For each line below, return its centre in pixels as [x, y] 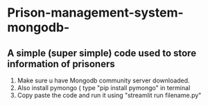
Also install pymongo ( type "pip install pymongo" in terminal [104, 88]
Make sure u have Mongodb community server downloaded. [103, 80]
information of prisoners [61, 64]
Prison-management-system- [95, 13]
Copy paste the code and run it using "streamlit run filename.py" [109, 95]
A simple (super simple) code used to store [102, 53]
